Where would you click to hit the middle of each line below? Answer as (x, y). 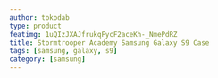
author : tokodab (39, 17)
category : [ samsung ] (48, 59)
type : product (36, 26)
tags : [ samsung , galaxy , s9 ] (63, 51)
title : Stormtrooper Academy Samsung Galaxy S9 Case (109, 43)
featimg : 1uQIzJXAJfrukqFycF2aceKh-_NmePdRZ (93, 34)
